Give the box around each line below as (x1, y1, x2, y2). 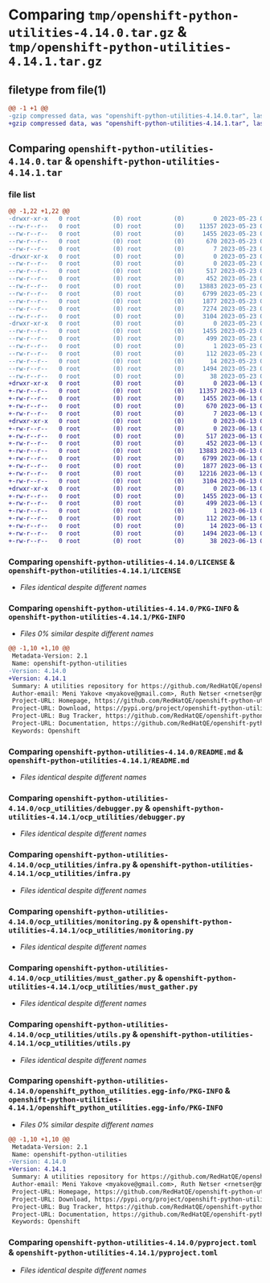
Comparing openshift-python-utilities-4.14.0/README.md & (8, 745, 243, 757)
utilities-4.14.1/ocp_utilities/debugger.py (8, 812, 186, 821)
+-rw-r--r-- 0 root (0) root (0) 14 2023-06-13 (8, 522, 257, 530)
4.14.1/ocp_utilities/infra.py (8, 869, 131, 878)
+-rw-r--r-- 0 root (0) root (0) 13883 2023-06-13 (8, 447, 257, 455)
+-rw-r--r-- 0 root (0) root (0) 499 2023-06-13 (8, 500, 257, 508)
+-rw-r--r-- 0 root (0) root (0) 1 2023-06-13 (8, 507, 257, 515)
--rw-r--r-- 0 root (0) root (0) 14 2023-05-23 (8, 357, 257, 365)
